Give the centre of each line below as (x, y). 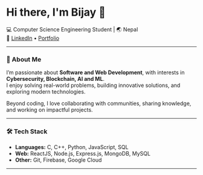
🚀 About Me (24, 59)
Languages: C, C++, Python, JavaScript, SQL (72, 147)
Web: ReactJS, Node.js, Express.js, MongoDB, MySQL (83, 153)
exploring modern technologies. (46, 92)
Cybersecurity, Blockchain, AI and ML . (55, 79)
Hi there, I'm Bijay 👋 (56, 12)
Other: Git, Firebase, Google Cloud (58, 160)
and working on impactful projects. (50, 110)
